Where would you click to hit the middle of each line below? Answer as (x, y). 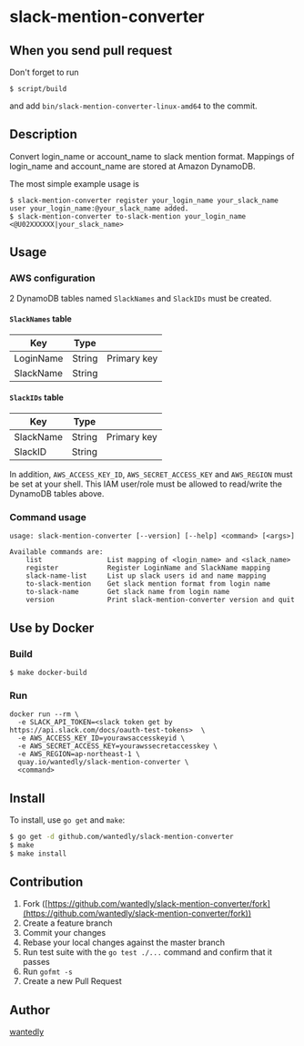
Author (30, 1010)
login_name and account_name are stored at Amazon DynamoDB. (133, 166)
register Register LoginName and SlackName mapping (148, 568)
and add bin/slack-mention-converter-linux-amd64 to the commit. (133, 106)
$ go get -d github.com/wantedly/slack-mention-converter (122, 836)
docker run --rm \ (44, 714)
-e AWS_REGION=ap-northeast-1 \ (79, 754)
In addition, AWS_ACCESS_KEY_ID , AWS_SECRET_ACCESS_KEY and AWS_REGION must (151, 474)
